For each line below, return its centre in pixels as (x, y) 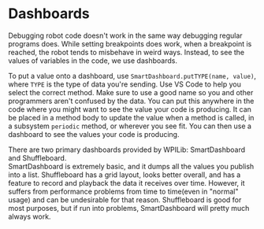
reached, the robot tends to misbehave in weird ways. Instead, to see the (126, 52)
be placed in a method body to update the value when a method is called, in (131, 117)
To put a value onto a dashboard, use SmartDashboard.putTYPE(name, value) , (132, 76)
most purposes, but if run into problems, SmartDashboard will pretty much (129, 208)
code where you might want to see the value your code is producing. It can (130, 109)
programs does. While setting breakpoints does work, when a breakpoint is (130, 43)
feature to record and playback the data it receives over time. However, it (126, 183)
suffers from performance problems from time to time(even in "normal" (123, 191)
